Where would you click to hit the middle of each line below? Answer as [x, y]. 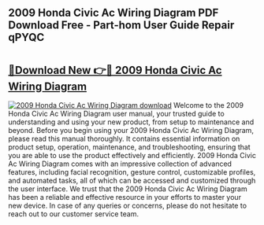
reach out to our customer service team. [74, 214]
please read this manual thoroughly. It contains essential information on [124, 138]
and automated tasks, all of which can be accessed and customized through [132, 181]
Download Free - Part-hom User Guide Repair [121, 26]
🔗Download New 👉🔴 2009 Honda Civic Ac [115, 70]
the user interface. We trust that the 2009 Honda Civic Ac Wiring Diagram [128, 189]
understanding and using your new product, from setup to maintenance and [131, 122]
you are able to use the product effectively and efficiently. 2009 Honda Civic [132, 155]
